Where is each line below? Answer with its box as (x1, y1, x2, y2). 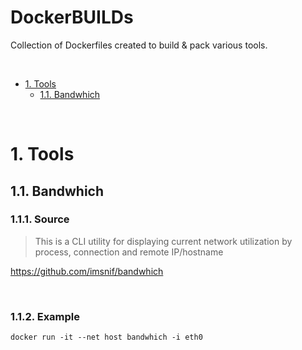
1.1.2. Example (10, 309, 81, 323)
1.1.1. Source (10, 212, 70, 226)
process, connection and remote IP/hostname (34, 246, 224, 258)
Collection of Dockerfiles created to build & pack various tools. (10, 39, 268, 51)
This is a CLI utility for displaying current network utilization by (34, 235, 293, 247)
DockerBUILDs (10, 6, 134, 29)
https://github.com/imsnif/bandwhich (10, 265, 164, 277)
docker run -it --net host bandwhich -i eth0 (10, 332, 203, 343)
